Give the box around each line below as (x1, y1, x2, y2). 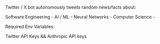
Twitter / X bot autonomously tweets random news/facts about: (5, 4, 136, 10)
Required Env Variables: (5, 23, 55, 29)
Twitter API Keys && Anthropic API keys (5, 33, 87, 39)
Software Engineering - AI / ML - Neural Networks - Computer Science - (5, 14, 155, 19)
